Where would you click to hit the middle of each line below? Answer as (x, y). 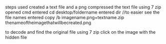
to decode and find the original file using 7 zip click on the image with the (81, 32)
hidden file (16, 37)
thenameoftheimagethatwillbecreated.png (48, 22)
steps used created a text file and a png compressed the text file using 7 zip (83, 7)
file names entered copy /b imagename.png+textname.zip (65, 17)
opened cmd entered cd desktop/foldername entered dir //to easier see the (83, 12)
